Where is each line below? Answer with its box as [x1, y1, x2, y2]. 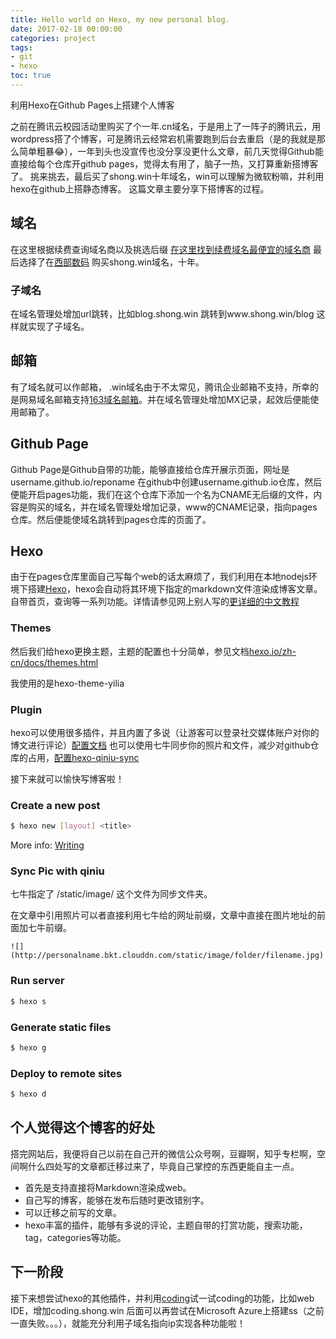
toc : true [10, 71, 52, 81]
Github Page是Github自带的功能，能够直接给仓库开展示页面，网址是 [10, 463, 290, 475]
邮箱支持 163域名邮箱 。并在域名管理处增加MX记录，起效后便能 [53, 393, 311, 405]
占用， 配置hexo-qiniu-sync [27, 752, 140, 764]
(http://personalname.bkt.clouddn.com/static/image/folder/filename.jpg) [10, 951, 325, 961]
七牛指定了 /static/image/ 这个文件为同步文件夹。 [10, 888, 213, 900]
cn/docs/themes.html [10, 656, 99, 668]
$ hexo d [10, 1089, 47, 1100]
